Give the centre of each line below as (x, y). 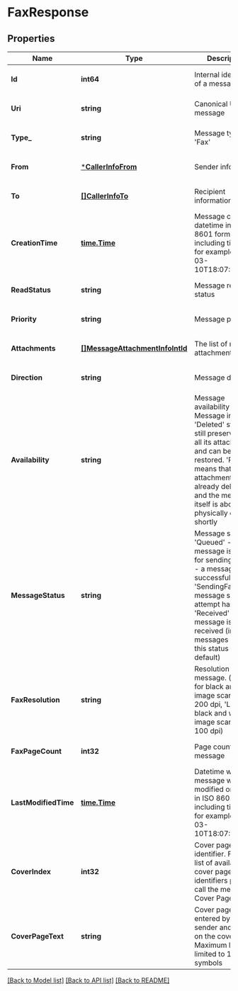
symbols (209, 963)
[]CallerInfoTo (104, 196)
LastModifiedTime (42, 803)
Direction (27, 378)
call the (206, 889)
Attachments (33, 348)
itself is (206, 504)
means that (213, 469)
